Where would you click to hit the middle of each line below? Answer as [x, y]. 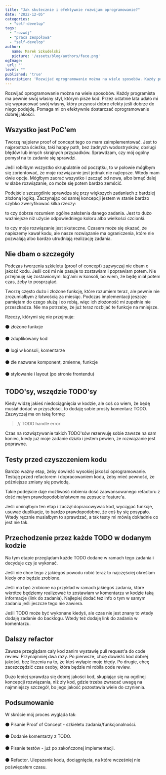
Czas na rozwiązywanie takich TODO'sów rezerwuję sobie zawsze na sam [81, 433]
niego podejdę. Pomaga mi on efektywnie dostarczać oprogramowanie [77, 109]
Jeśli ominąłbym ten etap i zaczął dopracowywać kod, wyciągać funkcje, [79, 506]
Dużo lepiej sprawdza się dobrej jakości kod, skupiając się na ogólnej [75, 677]
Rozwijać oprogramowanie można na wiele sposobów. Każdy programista [80, 93]
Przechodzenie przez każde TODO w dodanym [78, 538]
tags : [11, 28]
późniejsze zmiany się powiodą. [38, 482]
